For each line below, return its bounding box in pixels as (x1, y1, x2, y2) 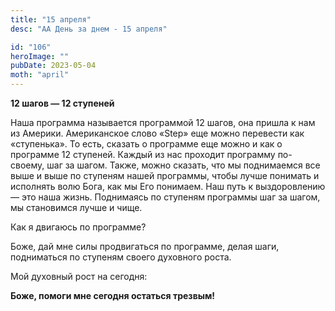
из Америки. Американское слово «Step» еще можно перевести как (10, 127, 305, 139)
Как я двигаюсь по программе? (10, 221, 147, 233)
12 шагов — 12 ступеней (10, 97, 115, 109)
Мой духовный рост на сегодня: (10, 271, 148, 282)
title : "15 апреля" (10, 14, 92, 25)
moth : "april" (10, 70, 70, 80)
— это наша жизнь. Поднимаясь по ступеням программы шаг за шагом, (10, 191, 321, 203)
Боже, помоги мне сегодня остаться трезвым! (10, 290, 216, 301)
